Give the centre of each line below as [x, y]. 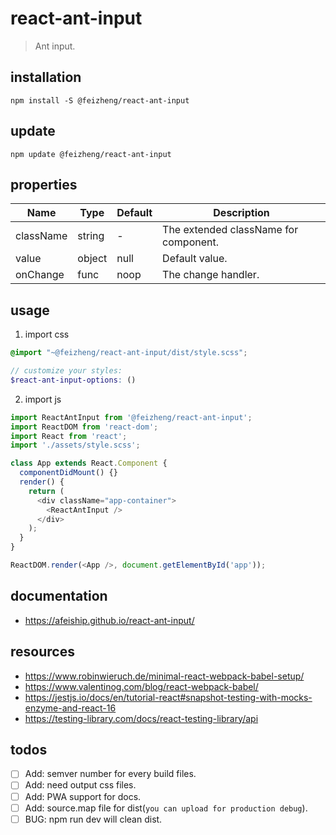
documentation [59, 596]
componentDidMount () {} [68, 473]
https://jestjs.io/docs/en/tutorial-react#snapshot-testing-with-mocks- [168, 697]
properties [44, 184]
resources [42, 652]
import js [43, 399]
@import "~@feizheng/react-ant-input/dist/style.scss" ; [129, 353]
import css [47, 334]
